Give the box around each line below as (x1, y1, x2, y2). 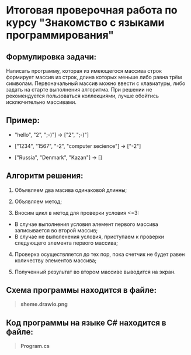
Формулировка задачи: (6, 52, 97, 62)
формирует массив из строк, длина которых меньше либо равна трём (6, 74, 182, 80)
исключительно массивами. (6, 99, 77, 106)
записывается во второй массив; (14, 226, 98, 234)
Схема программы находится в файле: (6, 285, 157, 295)
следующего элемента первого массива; (14, 239, 118, 246)
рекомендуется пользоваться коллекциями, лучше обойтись (6, 92, 159, 99)
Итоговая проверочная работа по (6, 4, 178, 17)
